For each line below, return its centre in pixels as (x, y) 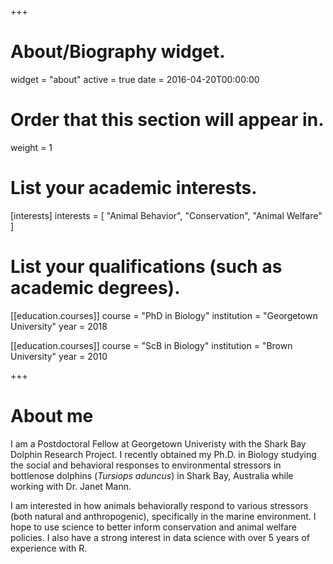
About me (52, 415)
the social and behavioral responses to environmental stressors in (146, 465)
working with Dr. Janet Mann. (71, 486)
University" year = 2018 (59, 326)
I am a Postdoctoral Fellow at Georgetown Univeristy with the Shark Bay (158, 443)
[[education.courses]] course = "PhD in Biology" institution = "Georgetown (164, 315)
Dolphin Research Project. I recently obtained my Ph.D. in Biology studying (163, 454)
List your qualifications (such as (146, 267)
